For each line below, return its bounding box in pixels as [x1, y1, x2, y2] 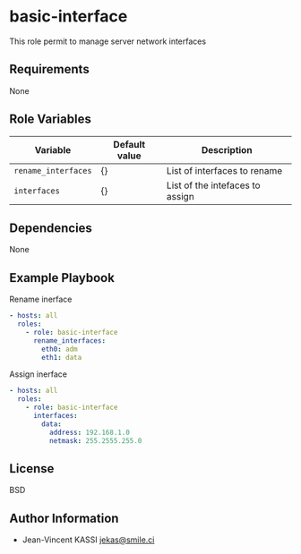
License [9, 461, 55, 476]
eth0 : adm [41, 345, 78, 354]
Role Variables [9, 112, 91, 127]
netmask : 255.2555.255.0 [48, 436, 142, 445]
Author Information [9, 510, 119, 525]
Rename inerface [9, 294, 73, 305]
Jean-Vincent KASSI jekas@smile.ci [21, 534, 155, 545]
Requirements [9, 62, 90, 77]
